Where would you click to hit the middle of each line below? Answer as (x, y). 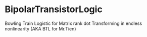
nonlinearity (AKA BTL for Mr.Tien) (40, 28)
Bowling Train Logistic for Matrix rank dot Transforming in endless (73, 23)
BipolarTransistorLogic (54, 9)
